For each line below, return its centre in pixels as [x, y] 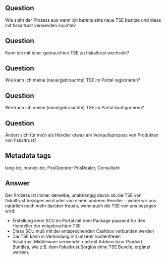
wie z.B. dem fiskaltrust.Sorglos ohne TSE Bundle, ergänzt [91, 247]
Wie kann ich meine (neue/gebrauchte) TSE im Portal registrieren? [73, 80]
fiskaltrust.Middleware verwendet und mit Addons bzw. [69, 241]
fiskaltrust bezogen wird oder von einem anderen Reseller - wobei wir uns [81, 200]
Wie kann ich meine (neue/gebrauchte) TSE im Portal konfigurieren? [75, 108]
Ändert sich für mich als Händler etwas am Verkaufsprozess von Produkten [82, 135]
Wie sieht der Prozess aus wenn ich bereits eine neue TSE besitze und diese [83, 20]
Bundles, [21, 247]
